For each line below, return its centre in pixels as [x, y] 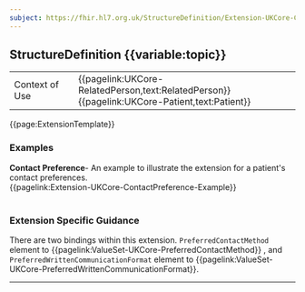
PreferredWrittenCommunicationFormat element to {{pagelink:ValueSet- [141, 259]
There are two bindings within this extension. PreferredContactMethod [139, 240]
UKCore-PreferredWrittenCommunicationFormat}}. [104, 269]
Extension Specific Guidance [74, 220]
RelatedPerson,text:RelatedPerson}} [155, 90]
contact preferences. [49, 177]
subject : [26, 18]
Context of [36, 85]
